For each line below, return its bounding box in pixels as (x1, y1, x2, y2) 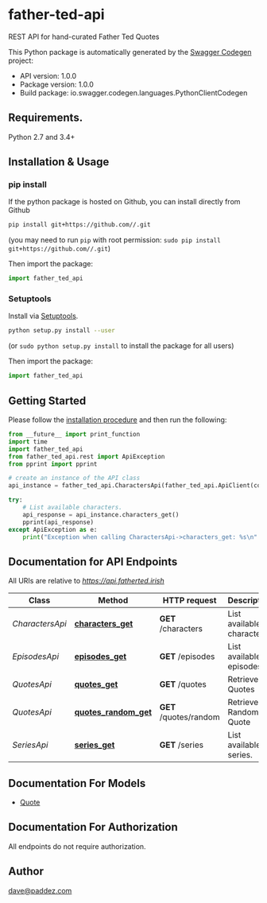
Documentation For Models (8, 777, 146, 790)
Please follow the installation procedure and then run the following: (8, 415, 227, 424)
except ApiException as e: (8, 525, 98, 533)
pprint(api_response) (22, 518, 94, 526)
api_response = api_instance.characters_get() (22, 510, 180, 518)
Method (98, 595, 129, 606)
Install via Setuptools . (8, 312, 79, 321)
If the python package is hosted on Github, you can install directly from (8, 197, 241, 207)
